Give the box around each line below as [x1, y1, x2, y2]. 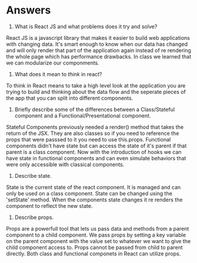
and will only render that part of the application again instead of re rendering [6, 46, 191, 53]
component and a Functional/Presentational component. [14, 112, 151, 119]
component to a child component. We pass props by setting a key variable [6, 231, 186, 238]
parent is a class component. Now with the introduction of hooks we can [6, 148, 182, 156]
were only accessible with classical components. [6, 161, 125, 168]
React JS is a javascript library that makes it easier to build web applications [6, 34, 190, 41]
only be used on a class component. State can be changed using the [6, 190, 172, 197]
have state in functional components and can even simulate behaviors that [6, 154, 186, 161]
